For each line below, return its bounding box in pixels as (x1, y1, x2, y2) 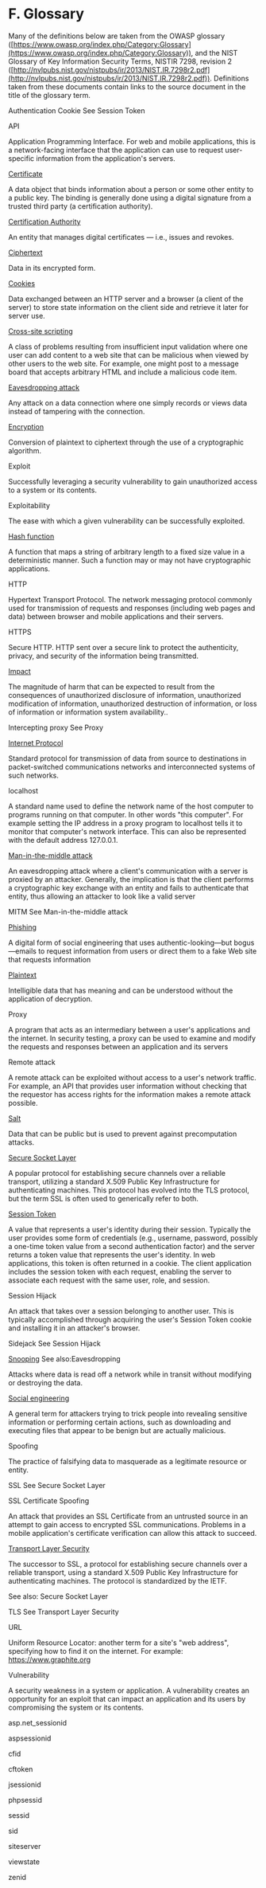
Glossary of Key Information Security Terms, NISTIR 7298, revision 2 (8, 57, 233, 66)
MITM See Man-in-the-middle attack (8, 907, 129, 916)
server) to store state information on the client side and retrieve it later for (8, 302, 249, 311)
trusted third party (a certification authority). (8, 201, 153, 211)
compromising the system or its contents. (8, 1702, 145, 1712)
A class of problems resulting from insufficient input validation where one (8, 342, 249, 351)
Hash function (8, 531, 55, 541)
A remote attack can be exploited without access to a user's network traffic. (8, 1072, 256, 1082)
